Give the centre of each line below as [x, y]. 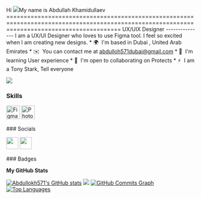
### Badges [22, 159]
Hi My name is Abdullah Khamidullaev [56, 10]
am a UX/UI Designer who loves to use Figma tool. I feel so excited [100, 35]
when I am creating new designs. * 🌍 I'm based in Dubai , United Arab [94, 42]
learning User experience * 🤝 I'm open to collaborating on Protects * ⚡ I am [100, 60]
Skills [14, 96]
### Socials [21, 129]
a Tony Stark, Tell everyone [40, 69]
